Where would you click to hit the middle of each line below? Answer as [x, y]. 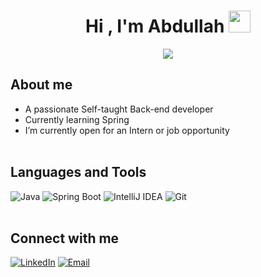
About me [41, 85]
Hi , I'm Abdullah [155, 26]
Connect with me [65, 238]
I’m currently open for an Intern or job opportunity [127, 130]
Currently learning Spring [77, 119]
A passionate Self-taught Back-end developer [119, 109]
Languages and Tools [78, 172]
